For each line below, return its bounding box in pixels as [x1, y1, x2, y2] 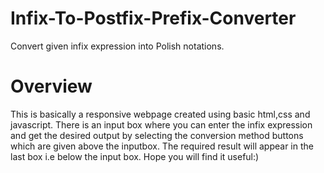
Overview [10, 75, 93, 98]
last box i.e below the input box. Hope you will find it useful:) [10, 150, 260, 162]
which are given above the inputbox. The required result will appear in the [10, 140, 314, 152]
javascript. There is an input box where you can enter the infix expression [10, 118, 313, 131]
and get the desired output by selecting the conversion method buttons [10, 129, 304, 141]
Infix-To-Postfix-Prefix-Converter [10, 7, 297, 30]
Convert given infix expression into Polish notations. [10, 40, 225, 52]
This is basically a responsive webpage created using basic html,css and [10, 108, 311, 120]
